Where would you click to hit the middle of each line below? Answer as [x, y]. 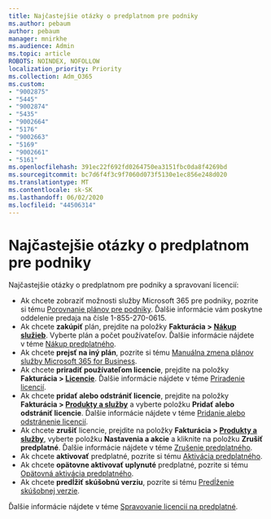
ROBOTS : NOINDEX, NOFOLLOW [54, 62]
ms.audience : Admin [42, 46]
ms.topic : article [39, 54]
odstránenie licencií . [54, 422]
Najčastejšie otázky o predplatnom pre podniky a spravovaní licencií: [124, 285]
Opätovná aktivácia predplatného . [77, 473]
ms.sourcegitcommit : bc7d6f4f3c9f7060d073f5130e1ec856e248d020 [118, 175]
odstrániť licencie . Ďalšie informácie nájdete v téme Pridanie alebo [133, 413]
